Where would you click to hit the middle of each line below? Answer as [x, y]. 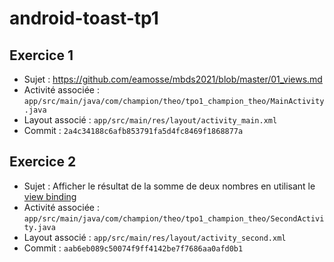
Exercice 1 [41, 55]
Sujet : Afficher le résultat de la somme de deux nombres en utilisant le [169, 186]
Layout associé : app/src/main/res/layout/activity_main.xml [150, 120]
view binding [50, 196]
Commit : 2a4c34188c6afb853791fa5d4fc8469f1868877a [133, 130]
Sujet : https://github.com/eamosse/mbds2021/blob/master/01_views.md [173, 79]
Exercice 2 [43, 162]
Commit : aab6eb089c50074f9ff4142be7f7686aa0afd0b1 [133, 248]
